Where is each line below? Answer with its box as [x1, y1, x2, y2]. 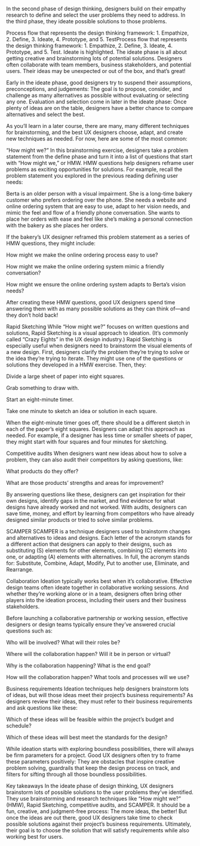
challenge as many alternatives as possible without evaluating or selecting [6, 92, 189, 99]
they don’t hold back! [6, 311, 59, 319]
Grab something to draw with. [6, 384, 79, 391]
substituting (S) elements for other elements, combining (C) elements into [6, 547, 187, 554]
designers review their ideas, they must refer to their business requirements [6, 698, 193, 705]
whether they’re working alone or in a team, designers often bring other [6, 590, 182, 597]
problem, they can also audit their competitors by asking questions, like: [6, 456, 183, 463]
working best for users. [6, 833, 64, 840]
